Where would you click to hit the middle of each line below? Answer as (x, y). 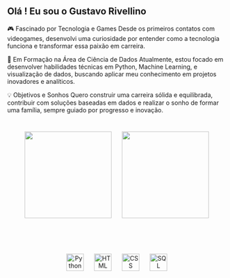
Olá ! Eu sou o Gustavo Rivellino (77, 11)
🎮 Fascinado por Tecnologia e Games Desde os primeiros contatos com (111, 28)
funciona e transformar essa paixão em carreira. (76, 46)
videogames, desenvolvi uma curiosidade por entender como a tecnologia (114, 38)
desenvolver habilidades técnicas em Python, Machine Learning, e (102, 67)
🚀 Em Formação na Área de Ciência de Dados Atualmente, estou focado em (115, 59)
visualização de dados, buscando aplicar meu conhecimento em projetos (112, 74)
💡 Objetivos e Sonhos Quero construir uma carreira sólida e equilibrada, (110, 95)
